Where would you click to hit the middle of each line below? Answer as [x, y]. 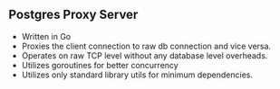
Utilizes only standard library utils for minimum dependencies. [137, 75]
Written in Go [46, 36]
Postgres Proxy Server [73, 15]
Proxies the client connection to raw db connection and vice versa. [146, 46]
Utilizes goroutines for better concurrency [100, 65]
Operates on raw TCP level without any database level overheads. [145, 55]
